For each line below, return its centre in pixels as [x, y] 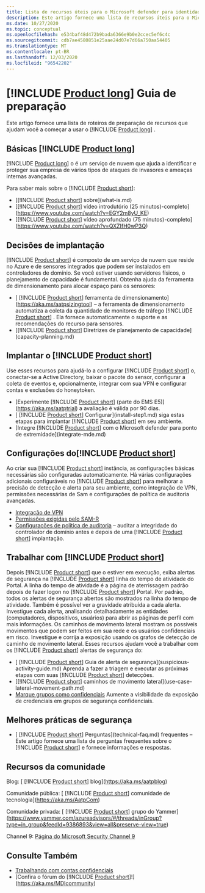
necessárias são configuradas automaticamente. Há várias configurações [99, 474]
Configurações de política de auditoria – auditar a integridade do [96, 525]
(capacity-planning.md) [45, 337]
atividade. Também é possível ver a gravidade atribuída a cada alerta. [94, 604]
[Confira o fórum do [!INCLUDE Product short [72, 877]
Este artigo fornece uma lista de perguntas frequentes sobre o [93, 741]
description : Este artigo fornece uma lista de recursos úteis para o [98, 18]
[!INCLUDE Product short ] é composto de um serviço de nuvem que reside [100, 260]
